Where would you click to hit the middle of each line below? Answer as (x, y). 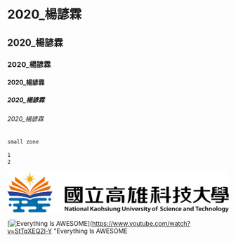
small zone (23, 141)
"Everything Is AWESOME (91, 231)
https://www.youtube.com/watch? (142, 223)
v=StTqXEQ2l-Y (30, 231)
